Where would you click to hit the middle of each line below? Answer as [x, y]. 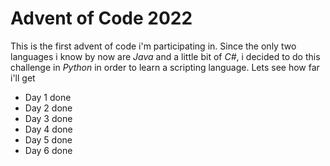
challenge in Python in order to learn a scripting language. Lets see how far [165, 67]
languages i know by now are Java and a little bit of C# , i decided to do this [165, 56]
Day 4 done [48, 129]
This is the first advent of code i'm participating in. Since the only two [153, 46]
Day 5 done [48, 139]
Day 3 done [48, 118]
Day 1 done [48, 97]
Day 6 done [48, 150]
